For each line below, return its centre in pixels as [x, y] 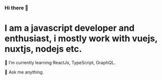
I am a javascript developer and [70, 28]
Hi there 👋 [17, 8]
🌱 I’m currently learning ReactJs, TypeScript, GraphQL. [60, 62]
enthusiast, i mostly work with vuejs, [81, 39]
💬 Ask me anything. [24, 72]
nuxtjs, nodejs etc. [43, 49]
